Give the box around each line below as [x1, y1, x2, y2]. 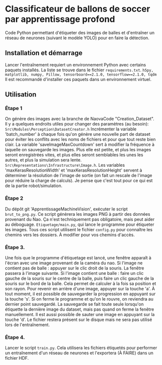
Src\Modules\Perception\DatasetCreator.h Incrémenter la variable [5, 126, 137, 132]
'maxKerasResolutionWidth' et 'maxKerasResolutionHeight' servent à [5, 167, 143, 173]
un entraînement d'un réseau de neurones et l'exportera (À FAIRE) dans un [5, 350, 154, 356]
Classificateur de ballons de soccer [5, 3, 150, 15]
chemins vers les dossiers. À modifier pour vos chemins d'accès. [5, 232, 135, 238]
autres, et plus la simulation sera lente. [5, 157, 82, 163]
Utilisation [5, 91, 37, 99]
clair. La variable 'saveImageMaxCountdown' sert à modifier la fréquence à [5, 142, 155, 147]
